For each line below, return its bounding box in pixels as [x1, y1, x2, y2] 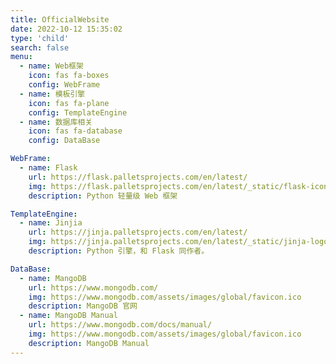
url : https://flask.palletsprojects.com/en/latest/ [28, 172, 248, 182]
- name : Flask [19, 163, 78, 173]
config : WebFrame [28, 80, 101, 90]
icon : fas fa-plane [28, 98, 110, 108]
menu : [10, 52, 33, 62]
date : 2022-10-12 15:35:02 [10, 24, 123, 34]
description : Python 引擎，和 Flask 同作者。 [28, 246, 210, 256]
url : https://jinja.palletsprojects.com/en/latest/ [28, 227, 248, 238]
